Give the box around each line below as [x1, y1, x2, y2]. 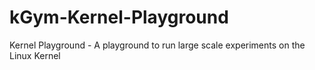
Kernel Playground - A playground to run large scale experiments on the [9, 39, 306, 51]
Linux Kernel [9, 49, 61, 61]
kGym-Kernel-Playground [9, 6, 229, 29]
